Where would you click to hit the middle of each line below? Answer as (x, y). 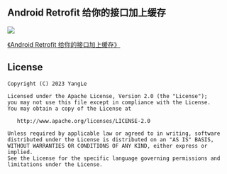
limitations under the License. (55, 164)
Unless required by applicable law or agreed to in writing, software (114, 134)
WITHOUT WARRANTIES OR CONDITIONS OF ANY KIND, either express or (107, 146)
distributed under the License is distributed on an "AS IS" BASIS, (111, 140)
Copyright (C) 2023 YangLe (47, 84)
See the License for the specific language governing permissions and (114, 158)
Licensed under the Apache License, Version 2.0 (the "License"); (107, 96)
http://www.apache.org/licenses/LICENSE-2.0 (84, 121)
